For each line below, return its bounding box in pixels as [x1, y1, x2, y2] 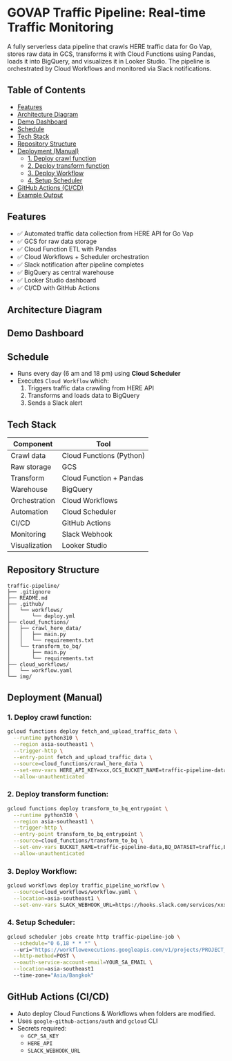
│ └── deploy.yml [7, 613, 76, 620]
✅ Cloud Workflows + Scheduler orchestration [17, 252, 150, 260]
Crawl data [10, 450, 46, 460]
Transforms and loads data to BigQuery [27, 392, 140, 400]
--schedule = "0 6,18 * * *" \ [13, 939, 97, 947]
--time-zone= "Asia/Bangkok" [13, 972, 95, 979]
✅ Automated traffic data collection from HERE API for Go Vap [17, 229, 194, 238]
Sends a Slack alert [27, 399, 83, 407]
